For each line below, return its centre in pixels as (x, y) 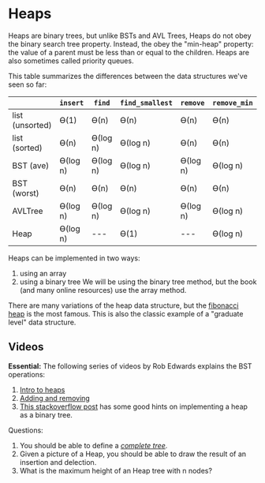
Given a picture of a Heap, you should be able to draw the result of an (133, 454)
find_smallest (146, 103)
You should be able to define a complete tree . (93, 445)
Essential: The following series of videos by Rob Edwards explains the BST (130, 366)
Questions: (26, 430)
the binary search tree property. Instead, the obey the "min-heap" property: (131, 43)
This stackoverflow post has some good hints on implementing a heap (134, 406)
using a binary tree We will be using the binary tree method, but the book (138, 282)
